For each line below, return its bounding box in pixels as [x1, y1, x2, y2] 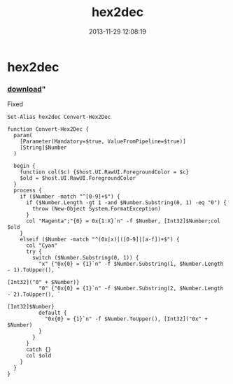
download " [7, 84, 46, 94]
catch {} [25, 346, 52, 353]
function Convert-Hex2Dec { [7, 126, 90, 133]
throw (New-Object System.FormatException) [32, 206, 161, 213]
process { [13, 187, 42, 194]
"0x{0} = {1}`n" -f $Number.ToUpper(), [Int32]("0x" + [44, 315, 209, 322]
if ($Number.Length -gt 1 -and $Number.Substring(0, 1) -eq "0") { [25, 199, 227, 206]
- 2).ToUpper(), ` [7, 291, 61, 298]
